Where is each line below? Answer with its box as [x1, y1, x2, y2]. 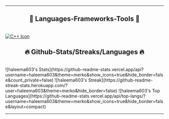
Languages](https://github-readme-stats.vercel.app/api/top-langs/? [5, 93, 146, 99]
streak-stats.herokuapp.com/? [5, 82, 68, 88]
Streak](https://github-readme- [88, 77, 153, 83]
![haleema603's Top [118, 87, 160, 93]
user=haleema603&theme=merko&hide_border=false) [5, 87, 118, 93]
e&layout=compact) [5, 103, 46, 109]
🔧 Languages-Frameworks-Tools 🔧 [29, 14, 140, 23]
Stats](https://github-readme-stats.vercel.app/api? [38, 66, 144, 72]
